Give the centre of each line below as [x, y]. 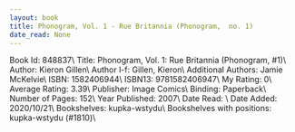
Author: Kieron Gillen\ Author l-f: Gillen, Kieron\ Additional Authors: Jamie [146, 70]
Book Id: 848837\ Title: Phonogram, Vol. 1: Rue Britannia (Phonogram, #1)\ [148, 61]
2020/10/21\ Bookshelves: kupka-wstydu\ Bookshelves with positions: [141, 108]
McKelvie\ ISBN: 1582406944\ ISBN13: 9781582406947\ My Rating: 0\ [141, 80]
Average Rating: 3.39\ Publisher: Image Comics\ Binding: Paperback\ [138, 89]
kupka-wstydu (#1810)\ [53, 118]
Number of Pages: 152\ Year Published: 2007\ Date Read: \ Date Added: [143, 99]
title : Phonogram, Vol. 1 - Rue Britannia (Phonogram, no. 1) [132, 26]
